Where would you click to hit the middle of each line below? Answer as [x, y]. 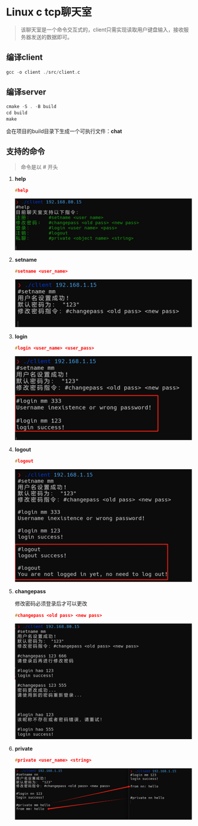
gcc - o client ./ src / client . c [43, 72]
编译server [26, 92]
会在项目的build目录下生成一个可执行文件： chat [64, 131]
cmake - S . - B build [32, 107]
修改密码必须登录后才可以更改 [51, 603]
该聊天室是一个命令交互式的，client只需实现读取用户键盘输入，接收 [102, 30]
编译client [24, 58]
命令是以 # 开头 [39, 167]
